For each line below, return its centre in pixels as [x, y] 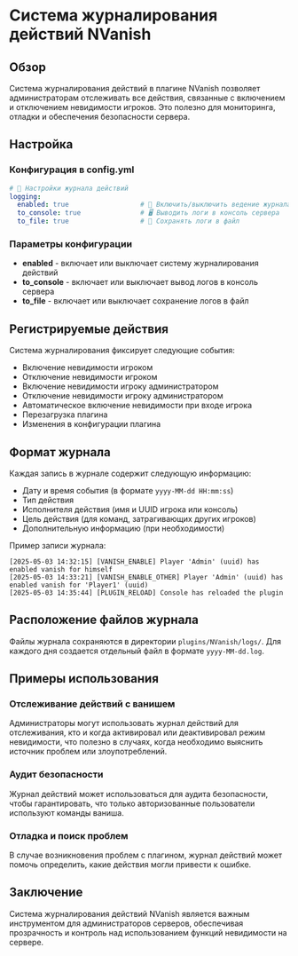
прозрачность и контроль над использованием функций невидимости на [148, 932]
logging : [25, 196]
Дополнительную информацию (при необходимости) [123, 528]
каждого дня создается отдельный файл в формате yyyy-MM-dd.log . [137, 651]
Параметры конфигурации [71, 243]
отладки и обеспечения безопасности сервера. [100, 117]
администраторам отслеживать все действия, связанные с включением [147, 98]
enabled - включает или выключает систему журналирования [140, 264]
